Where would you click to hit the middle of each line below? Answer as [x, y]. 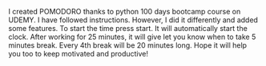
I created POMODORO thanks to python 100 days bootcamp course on [125, 12]
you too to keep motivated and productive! [79, 54]
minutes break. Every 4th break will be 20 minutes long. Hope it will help [127, 45]
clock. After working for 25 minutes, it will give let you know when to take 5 [132, 37]
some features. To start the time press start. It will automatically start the [128, 28]
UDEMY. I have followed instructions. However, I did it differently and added [133, 20]
